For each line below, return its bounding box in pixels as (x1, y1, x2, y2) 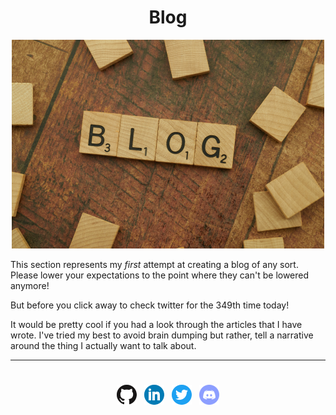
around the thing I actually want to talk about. (10, 339, 197, 351)
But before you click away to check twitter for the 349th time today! (10, 299, 290, 311)
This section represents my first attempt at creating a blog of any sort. (10, 258, 299, 270)
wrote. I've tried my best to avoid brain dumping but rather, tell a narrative (10, 329, 314, 341)
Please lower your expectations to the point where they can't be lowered (10, 269, 310, 281)
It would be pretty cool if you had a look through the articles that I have (10, 318, 303, 330)
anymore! (10, 279, 50, 291)
